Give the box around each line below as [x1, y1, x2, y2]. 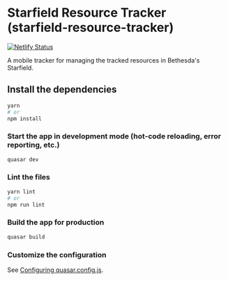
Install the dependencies [7, 83, 117, 95]
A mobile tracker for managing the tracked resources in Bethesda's [7, 56, 200, 64]
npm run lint [7, 201, 45, 208]
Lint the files [7, 172, 50, 182]
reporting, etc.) [7, 140, 60, 150]
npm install [7, 115, 42, 122]
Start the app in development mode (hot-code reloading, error [7, 131, 222, 141]
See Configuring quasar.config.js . [7, 266, 104, 274]
